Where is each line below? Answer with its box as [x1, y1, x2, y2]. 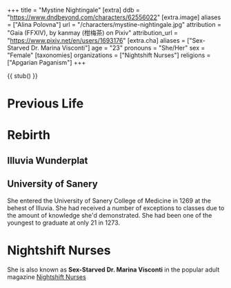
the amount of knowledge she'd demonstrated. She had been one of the [7, 211, 212, 219]
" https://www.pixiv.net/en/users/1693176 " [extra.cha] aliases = [7, 37, 186, 44]
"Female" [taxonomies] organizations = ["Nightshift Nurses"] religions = [7, 51, 211, 59]
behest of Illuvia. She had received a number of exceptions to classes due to [7, 203, 225, 212]
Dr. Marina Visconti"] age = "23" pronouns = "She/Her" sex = [30, 44, 205, 52]
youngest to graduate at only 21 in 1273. [7, 218, 121, 227]
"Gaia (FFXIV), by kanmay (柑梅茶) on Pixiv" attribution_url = [7, 29, 178, 37]
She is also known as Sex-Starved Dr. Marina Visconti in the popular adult [7, 265, 220, 274]
